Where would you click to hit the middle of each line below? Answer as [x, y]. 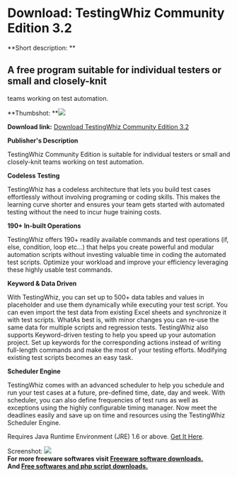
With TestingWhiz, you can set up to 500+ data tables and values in [106, 297]
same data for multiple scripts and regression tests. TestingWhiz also [108, 327]
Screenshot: [25, 451]
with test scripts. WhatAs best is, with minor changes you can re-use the [113, 319]
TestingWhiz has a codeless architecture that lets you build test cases [109, 189]
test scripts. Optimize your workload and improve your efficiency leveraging [118, 262]
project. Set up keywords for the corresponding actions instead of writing [114, 342]
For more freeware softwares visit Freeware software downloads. [105, 459]
